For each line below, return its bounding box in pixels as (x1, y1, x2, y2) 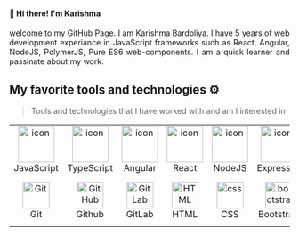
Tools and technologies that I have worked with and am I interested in (30, 106, 287, 117)
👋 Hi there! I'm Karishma (9, 8, 101, 19)
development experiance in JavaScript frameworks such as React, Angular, (9, 37, 290, 48)
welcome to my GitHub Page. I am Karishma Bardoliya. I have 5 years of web (9, 28, 290, 38)
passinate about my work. (9, 56, 104, 67)
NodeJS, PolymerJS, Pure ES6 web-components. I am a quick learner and (9, 46, 290, 58)
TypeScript (67, 162, 114, 175)
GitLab (125, 208, 154, 220)
